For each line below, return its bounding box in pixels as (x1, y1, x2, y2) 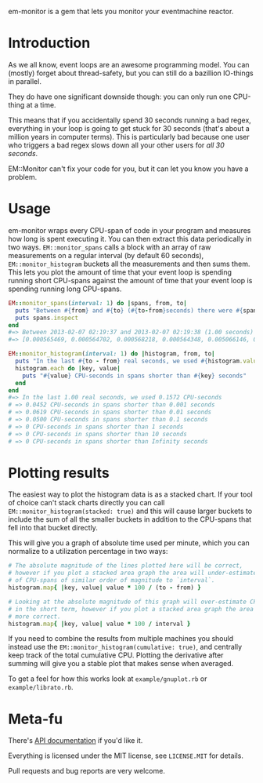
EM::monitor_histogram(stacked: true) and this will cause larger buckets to (8, 506, 253, 516)
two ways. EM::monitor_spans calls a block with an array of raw (8, 242, 211, 252)
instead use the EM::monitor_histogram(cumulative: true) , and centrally (8, 643, 243, 652)
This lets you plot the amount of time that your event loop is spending (8, 267, 232, 277)
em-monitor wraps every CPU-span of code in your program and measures (8, 225, 251, 235)
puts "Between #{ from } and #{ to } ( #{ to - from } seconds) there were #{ (15, 306, 243, 315)
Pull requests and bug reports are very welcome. (8, 767, 166, 776)
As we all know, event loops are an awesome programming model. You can (8, 60, 250, 69)
